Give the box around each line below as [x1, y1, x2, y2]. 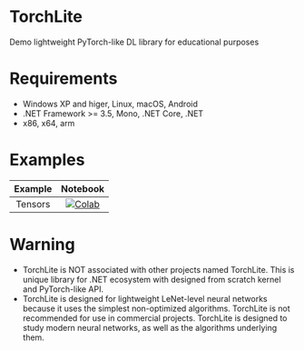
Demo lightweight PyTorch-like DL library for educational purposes [9, 36, 260, 47]
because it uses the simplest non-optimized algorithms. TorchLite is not [22, 303, 290, 314]
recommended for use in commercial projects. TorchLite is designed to [22, 312, 288, 324]
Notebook [60, 182, 105, 195]
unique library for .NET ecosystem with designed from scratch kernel [22, 274, 281, 285]
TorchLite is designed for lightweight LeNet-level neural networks [22, 293, 268, 304]
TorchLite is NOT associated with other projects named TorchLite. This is [22, 264, 295, 275]
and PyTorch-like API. [22, 284, 104, 295]
